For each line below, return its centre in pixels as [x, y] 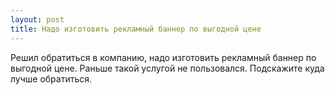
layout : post [37, 19]
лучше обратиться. [51, 78]
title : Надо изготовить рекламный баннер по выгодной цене [136, 29]
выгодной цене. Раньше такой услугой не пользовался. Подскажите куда [167, 68]
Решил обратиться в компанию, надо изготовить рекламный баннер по [163, 57]
